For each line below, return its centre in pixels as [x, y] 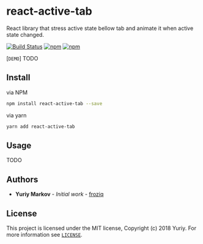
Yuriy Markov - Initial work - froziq [59, 194]
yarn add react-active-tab [41, 127]
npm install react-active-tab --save [54, 103]
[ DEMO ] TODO [22, 58]
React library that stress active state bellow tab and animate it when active [100, 28]
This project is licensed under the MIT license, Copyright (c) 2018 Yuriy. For [102, 228]
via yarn [17, 115]
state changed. [25, 34]
